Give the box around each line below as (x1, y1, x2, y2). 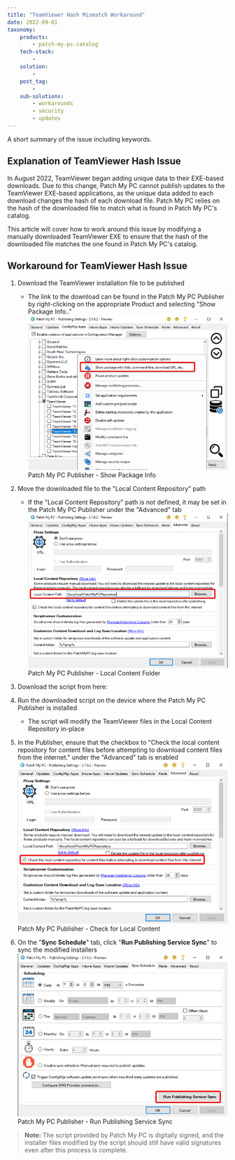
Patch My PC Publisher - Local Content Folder (27, 668, 161, 677)
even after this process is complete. (24, 1145, 128, 1154)
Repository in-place (27, 724, 85, 733)
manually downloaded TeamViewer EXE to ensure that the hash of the (7, 232, 208, 241)
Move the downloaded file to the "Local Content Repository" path (17, 484, 206, 492)
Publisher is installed (17, 703, 78, 712)
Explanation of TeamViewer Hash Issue (7, 155, 182, 168)
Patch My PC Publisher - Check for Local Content (17, 924, 161, 933)
